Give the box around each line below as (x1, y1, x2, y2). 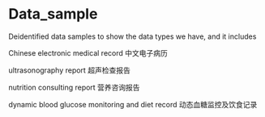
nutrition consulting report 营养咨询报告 (8, 82, 140, 92)
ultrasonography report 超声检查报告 (8, 65, 131, 75)
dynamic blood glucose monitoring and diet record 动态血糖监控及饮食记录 (8, 99, 258, 109)
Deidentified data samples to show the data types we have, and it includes (8, 31, 257, 41)
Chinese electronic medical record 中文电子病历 (8, 48, 168, 57)
